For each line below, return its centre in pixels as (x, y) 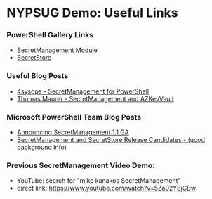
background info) (42, 147)
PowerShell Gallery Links (50, 35)
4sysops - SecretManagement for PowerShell (82, 91)
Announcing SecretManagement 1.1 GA (73, 132)
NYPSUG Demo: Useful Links (92, 13)
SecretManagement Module (57, 50)
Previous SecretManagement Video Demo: (81, 165)
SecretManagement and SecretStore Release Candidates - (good (111, 140)
